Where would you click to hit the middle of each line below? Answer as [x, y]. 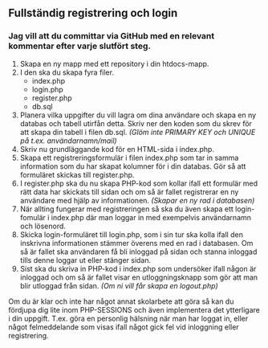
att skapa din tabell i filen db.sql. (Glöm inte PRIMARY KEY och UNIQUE [138, 132]
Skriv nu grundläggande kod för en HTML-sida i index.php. [117, 149]
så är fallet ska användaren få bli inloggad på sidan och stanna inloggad [138, 252]
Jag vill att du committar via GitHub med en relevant [112, 36]
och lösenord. [43, 226]
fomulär [33, 217]
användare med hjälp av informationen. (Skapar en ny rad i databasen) [137, 200]
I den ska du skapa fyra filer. [67, 72]
